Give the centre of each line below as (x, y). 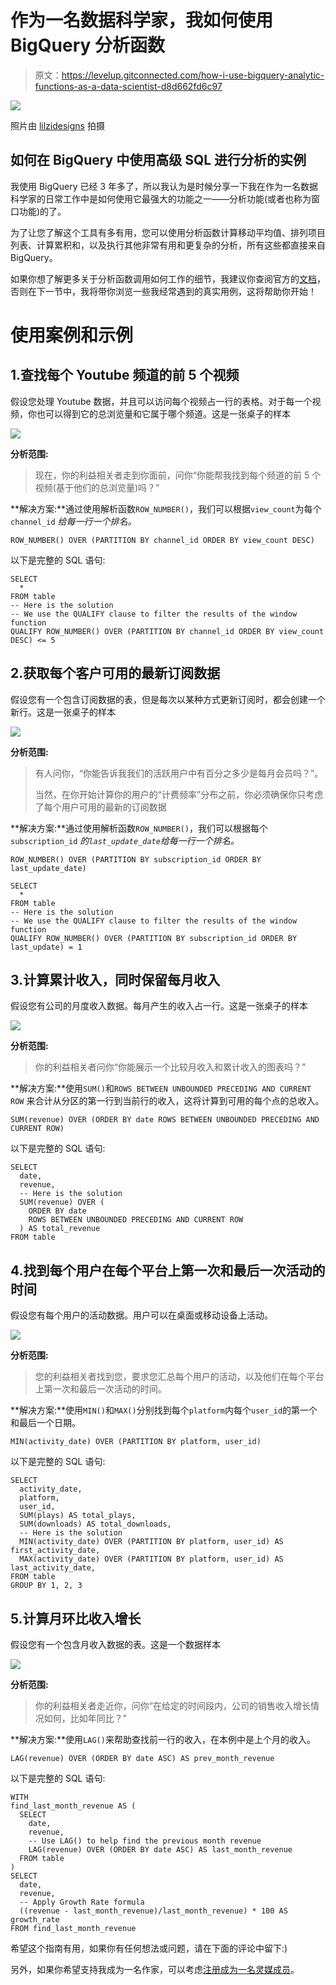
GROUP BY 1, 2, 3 (46, 1586)
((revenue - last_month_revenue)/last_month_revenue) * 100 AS (153, 1911)
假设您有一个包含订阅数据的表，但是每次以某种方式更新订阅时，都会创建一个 (168, 699)
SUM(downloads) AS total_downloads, (95, 1524)
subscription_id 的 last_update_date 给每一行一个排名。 (125, 840)
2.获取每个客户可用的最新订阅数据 (115, 673)
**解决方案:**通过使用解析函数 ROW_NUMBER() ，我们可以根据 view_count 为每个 (166, 508)
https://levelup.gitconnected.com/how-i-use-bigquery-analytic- (193, 75)
